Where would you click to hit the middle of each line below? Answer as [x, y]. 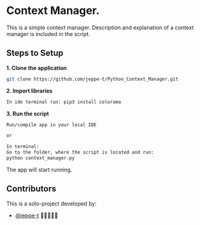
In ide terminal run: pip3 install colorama [64, 102]
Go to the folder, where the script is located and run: [80, 152]
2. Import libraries [30, 91]
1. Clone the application [37, 68]
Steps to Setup [35, 53]
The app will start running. [39, 170]
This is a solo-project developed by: [52, 203]
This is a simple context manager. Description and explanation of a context [100, 27]
